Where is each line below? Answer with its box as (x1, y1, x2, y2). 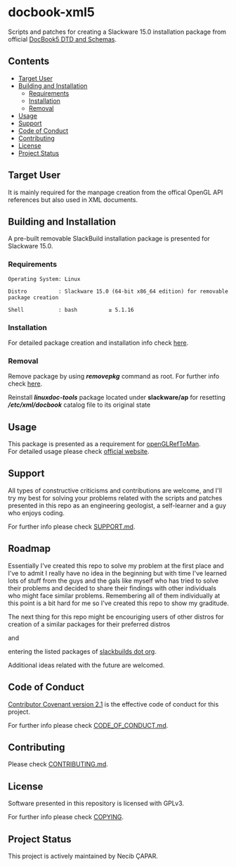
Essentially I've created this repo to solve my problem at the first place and (8, 561, 224, 570)
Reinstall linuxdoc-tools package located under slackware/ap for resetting (8, 393, 225, 402)
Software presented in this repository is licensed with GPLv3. (8, 799, 185, 808)
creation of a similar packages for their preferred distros (8, 620, 171, 628)
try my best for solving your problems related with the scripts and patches (8, 493, 223, 502)
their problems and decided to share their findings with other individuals (8, 583, 217, 592)
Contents (8, 56, 50, 68)
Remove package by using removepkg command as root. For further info (8, 372, 220, 381)
